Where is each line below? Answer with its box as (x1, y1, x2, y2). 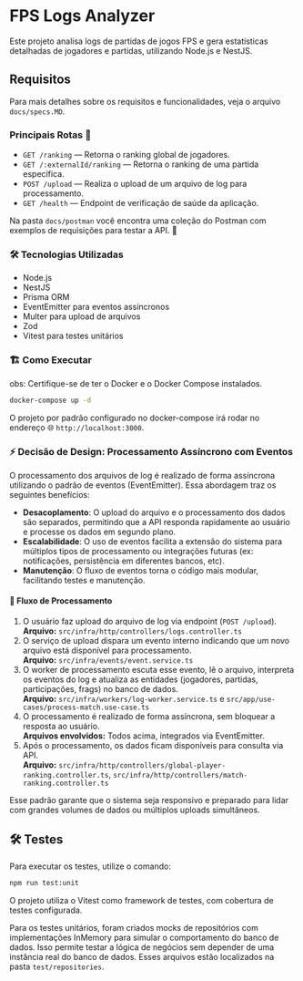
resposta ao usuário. (22, 721, 100, 732)
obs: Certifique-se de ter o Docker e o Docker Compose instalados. (9, 377, 262, 388)
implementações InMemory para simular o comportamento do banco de (9, 932, 279, 943)
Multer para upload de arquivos (22, 311, 141, 322)
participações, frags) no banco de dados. (22, 684, 179, 695)
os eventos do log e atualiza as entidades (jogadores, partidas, (22, 674, 259, 685)
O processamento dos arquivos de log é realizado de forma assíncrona (9, 470, 276, 480)
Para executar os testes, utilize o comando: (9, 861, 171, 872)
